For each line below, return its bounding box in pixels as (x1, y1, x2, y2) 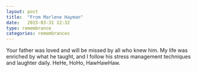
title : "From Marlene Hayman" (6, 14, 83, 20)
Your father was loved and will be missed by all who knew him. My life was (6, 47, 188, 54)
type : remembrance (6, 25, 51, 31)
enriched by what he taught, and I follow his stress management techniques (6, 53, 191, 60)
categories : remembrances (6, 31, 70, 37)
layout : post (6, 8, 38, 15)
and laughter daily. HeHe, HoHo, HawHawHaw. (6, 60, 121, 67)
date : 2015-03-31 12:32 (6, 19, 70, 25)
